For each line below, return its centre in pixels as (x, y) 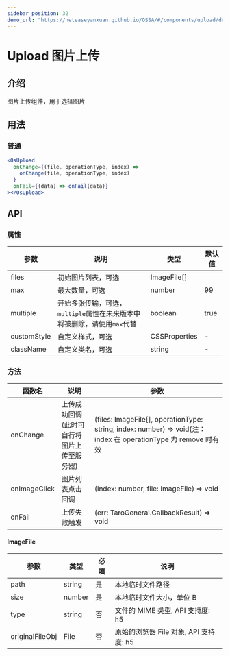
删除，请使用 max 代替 (104, 324)
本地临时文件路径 (142, 585)
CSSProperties (174, 337)
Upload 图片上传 (53, 56)
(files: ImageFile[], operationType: (149, 420)
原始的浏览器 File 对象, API (157, 631)
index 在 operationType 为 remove (149, 439)
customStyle (31, 337)
